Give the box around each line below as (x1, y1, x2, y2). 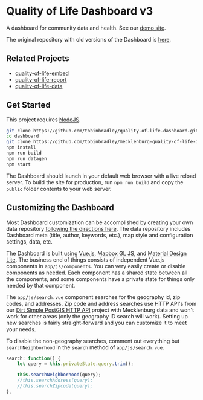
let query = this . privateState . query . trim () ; (17, 361, 134, 367)
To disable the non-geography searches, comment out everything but (6, 337, 180, 344)
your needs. (6, 325, 36, 333)
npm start (6, 161, 31, 167)
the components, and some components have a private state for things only (6, 275, 195, 282)
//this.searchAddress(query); (17, 378, 94, 384)
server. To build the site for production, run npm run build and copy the (6, 178, 184, 185)
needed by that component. (6, 282, 76, 289)
